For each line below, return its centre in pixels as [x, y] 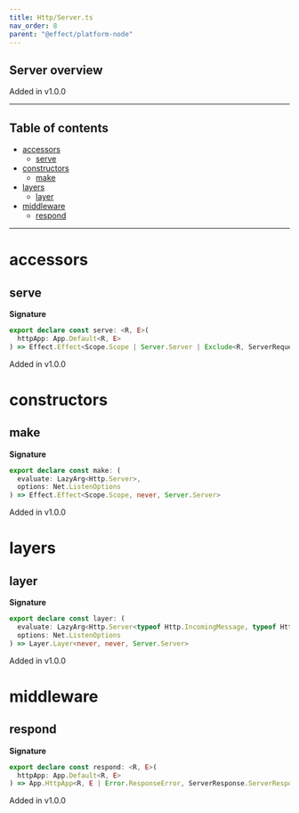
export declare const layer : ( [67, 619]
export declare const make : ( [65, 470]
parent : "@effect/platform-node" [71, 34]
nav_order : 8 [33, 26]
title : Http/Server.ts [51, 17]
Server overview [56, 70]
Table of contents [59, 128]
